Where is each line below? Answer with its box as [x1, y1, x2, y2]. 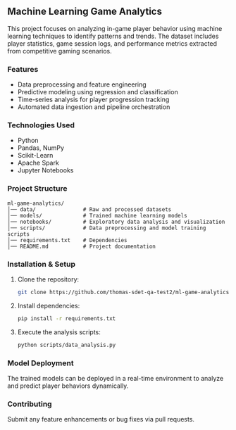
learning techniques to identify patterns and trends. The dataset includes [7, 32, 219, 40]
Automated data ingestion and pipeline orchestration [17, 103, 170, 111]
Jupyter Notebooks [17, 166, 74, 175]
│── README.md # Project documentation [7, 243, 156, 250]
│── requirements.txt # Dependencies [7, 236, 128, 244]
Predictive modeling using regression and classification [17, 88, 178, 96]
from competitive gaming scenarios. [7, 46, 113, 55]
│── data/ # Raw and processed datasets [7, 205, 172, 213]
